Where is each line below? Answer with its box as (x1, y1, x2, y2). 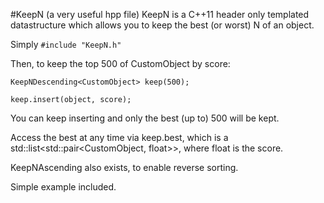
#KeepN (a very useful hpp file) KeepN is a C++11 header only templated (10, 9, 310, 20)
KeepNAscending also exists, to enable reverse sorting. (10, 162, 239, 173)
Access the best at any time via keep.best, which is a (10, 132, 229, 143)
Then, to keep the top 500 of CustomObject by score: (10, 58, 231, 69)
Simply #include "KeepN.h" (10, 39, 122, 50)
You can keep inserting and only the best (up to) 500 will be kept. (10, 112, 280, 124)
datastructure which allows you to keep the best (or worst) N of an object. (10, 19, 315, 31)
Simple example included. (10, 181, 117, 193)
